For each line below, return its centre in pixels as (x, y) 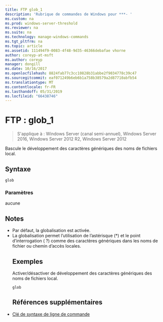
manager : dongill (23, 64)
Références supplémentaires (57, 302)
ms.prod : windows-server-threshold (41, 23)
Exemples (27, 262)
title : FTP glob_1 (24, 10)
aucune (13, 203)
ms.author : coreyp (24, 60)
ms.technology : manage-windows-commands (47, 37)
